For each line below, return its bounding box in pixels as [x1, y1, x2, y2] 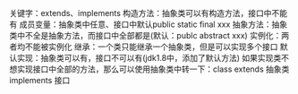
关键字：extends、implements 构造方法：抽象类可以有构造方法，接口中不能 [9, 8, 288, 18]
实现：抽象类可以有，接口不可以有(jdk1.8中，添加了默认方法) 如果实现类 [16, 53, 282, 63]
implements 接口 [9, 75, 71, 85]
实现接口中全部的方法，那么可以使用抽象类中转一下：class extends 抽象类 [16, 64, 290, 74]
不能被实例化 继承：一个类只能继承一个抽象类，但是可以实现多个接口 [24, 41, 278, 52]
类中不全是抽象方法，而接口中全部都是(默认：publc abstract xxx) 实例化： [9, 30, 282, 40]
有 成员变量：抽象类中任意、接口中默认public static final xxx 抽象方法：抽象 [9, 19, 288, 30]
